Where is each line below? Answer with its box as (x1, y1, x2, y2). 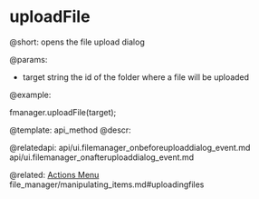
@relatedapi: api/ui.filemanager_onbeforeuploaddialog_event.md (9, 142, 251, 153)
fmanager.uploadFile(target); (9, 106, 117, 117)
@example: (9, 89, 52, 100)
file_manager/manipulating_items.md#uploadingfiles (9, 179, 205, 190)
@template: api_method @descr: (9, 124, 131, 135)
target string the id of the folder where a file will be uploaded (22, 71, 250, 83)
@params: (9, 54, 48, 65)
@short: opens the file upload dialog (9, 36, 145, 47)
